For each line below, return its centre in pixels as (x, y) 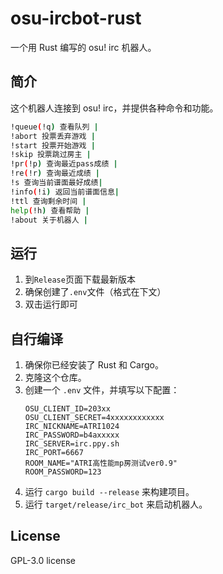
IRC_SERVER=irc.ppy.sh (72, 444)
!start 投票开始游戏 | (53, 145)
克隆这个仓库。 (55, 377)
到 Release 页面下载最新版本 (80, 279)
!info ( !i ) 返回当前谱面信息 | (65, 192)
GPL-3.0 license (43, 560)
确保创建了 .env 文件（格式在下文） (95, 292)
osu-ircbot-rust (76, 18)
